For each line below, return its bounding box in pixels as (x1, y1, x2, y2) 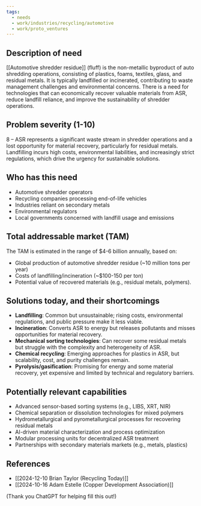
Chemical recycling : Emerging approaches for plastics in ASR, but (14, 350, 179, 357)
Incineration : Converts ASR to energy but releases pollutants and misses (14, 325, 196, 332)
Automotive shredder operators (14, 188, 93, 196)
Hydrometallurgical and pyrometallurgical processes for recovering (14, 416, 181, 423)
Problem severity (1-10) (6, 120, 95, 130)
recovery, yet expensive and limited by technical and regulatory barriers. (14, 369, 194, 376)
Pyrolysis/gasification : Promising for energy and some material (14, 363, 173, 370)
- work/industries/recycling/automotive (11, 20, 114, 26)
